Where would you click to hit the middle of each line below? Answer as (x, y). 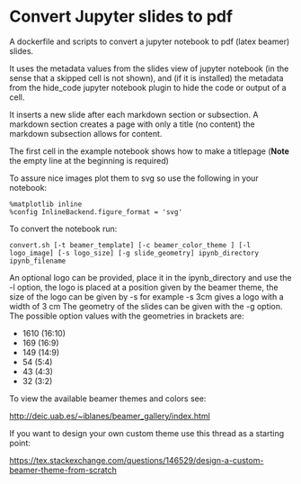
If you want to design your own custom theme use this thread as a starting (147, 433)
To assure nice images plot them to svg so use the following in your (134, 178)
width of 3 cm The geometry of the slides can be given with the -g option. (146, 306)
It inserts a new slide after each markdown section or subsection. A (134, 114)
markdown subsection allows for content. (86, 133)
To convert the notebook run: (63, 229)
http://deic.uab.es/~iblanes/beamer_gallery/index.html (110, 416)
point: (20, 443)
